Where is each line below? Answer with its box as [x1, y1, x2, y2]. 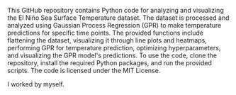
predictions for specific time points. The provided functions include [7, 28, 204, 37]
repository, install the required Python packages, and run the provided [7, 59, 213, 67]
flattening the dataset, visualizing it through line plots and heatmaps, [7, 36, 207, 45]
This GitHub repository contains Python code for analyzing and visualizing [7, 6, 225, 14]
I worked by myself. [7, 80, 65, 88]
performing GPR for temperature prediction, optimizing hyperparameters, [7, 44, 221, 52]
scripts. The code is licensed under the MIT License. [7, 67, 161, 74]
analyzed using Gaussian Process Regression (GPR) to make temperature [7, 21, 222, 29]
